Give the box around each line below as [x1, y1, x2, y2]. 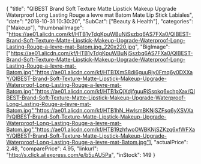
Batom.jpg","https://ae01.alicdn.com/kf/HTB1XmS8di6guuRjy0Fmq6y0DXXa [6, 69, 193, 75]
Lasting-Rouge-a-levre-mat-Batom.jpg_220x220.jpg [6, 43, 136, 50]
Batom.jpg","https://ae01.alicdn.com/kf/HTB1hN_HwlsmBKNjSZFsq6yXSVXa [6, 107, 194, 114]
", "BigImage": [134, 43, 170, 50]
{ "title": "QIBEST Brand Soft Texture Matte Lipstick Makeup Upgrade [6, 5, 177, 12]
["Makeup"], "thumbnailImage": [6, 24, 84, 31]
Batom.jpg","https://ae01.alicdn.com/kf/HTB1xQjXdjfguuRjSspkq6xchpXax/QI [6, 88, 195, 95]
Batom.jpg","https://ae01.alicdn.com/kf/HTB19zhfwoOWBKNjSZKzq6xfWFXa [6, 126, 196, 133]
